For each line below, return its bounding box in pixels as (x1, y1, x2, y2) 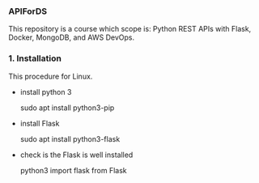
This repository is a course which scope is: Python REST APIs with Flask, (8, 24, 252, 34)
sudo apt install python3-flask (19, 134, 121, 143)
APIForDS (8, 6, 48, 17)
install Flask (19, 118, 60, 128)
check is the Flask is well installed (19, 150, 134, 160)
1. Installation (8, 53, 62, 64)
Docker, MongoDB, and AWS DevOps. (8, 32, 135, 42)
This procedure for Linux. (8, 71, 93, 81)
